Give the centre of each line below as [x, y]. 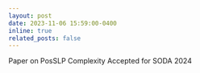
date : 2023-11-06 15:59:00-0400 [62, 23]
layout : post [30, 16]
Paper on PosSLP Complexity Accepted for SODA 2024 [100, 61]
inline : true [30, 30]
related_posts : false [45, 38]
